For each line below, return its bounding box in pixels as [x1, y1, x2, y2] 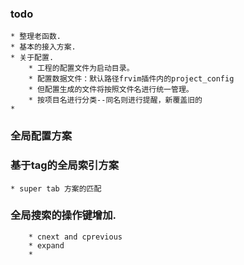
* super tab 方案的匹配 [10, 183, 102, 194]
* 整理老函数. [10, 32, 62, 42]
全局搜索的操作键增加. [10, 208, 117, 222]
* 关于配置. [10, 53, 55, 63]
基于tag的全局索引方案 [10, 158, 120, 172]
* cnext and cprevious [28, 232, 123, 242]
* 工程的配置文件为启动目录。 [28, 63, 135, 74]
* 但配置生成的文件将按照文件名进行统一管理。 [28, 85, 194, 95]
